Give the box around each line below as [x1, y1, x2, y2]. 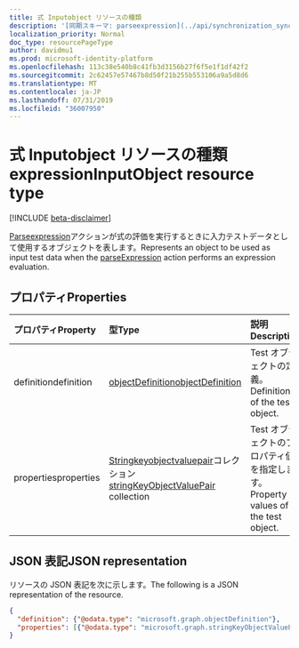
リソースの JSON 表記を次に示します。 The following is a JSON [9, 579, 238, 589]
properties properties [13, 472, 101, 484]
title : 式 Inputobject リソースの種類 [9, 12, 142, 22]
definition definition [13, 376, 93, 388]
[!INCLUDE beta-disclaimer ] [9, 212, 111, 223]
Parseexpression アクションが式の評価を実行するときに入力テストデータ [9, 231, 273, 242]
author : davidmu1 [9, 46, 74, 55]
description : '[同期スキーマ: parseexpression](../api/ [9, 21, 213, 30]
